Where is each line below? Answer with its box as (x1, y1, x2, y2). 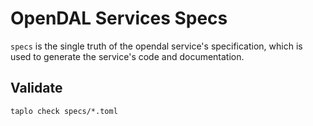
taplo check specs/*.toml (10, 106, 118, 116)
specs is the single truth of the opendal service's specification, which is (10, 40, 303, 52)
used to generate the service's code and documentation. (10, 50, 245, 62)
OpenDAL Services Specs (10, 7, 228, 30)
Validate (10, 80, 63, 97)
